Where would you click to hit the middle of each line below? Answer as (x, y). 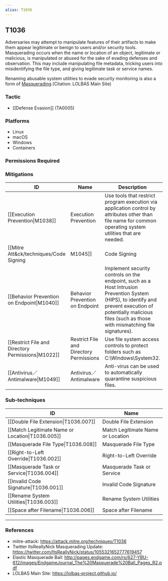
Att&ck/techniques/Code (37, 254)
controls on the (122, 275)
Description (132, 187)
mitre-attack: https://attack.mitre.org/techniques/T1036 (69, 541)
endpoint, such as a (128, 281)
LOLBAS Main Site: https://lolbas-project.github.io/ (64, 573)
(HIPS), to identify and (131, 300)
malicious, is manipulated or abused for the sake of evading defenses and (81, 58)
